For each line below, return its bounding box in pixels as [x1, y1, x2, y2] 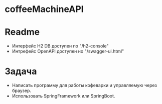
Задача [5, 66, 37, 77]
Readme [5, 26, 40, 38]
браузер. [12, 87, 31, 93]
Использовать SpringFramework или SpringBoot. [12, 93, 115, 99]
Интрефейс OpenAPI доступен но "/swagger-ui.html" [12, 48, 124, 54]
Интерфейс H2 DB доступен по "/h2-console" [12, 43, 109, 49]
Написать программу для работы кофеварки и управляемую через [12, 82, 157, 88]
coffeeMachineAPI [5, 3, 84, 15]
